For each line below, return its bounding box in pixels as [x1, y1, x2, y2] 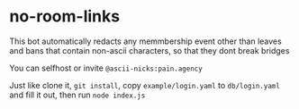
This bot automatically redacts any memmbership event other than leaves [9, 36, 282, 46]
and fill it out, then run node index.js [9, 89, 146, 100]
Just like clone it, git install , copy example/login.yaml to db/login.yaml [9, 80, 281, 90]
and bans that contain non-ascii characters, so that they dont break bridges [9, 45, 290, 55]
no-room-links [9, 6, 120, 27]
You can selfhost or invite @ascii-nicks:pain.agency [9, 63, 203, 73]
